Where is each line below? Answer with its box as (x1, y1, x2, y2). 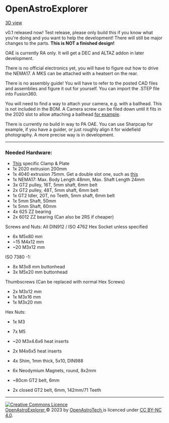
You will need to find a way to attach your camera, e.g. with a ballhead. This (5, 100, 162, 106)
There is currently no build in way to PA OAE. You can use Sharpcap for (5, 121, 153, 127)
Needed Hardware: (5, 149, 53, 156)
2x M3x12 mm (12, 289, 42, 295)
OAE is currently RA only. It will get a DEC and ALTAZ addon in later (5, 50, 144, 56)
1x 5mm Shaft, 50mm (12, 198, 56, 204)
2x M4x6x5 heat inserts (12, 348, 62, 354)
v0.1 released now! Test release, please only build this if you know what (5, 29, 153, 35)
